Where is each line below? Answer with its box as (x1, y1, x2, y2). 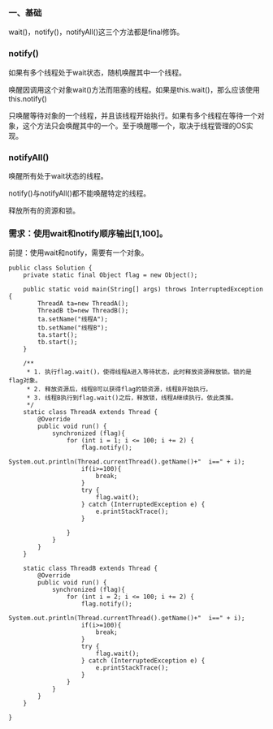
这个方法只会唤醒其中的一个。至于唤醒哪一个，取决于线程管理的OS (22, 120, 246, 131)
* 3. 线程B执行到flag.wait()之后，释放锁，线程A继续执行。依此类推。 (26, 394, 238, 403)
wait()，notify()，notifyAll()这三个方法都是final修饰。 (8, 27, 184, 37)
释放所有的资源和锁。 (8, 205, 80, 215)
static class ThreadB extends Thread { (23, 564, 158, 573)
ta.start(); (37, 331, 79, 339)
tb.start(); (37, 339, 79, 347)
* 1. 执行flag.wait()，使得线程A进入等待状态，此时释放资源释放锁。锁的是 (26, 368, 252, 377)
